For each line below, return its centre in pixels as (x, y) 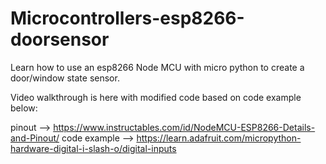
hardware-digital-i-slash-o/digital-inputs (93, 148)
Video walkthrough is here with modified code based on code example (156, 97)
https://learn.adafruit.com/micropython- (219, 138)
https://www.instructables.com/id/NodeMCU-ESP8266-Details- (184, 127)
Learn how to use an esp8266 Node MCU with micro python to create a (157, 67)
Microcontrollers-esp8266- (127, 18)
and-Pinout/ (35, 138)
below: (24, 108)
